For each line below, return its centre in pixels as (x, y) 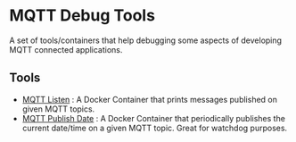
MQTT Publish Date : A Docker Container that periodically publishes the (153, 118)
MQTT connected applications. (66, 49)
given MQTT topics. (58, 109)
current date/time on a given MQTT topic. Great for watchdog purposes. (155, 128)
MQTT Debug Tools (82, 16)
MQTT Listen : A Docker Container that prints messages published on (150, 99)
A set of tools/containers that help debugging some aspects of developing (146, 40)
